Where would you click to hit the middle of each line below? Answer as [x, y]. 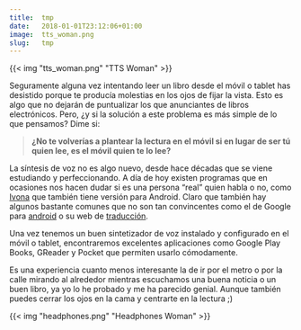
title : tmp [31, 18]
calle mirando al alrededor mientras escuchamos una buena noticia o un [143, 280]
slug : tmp [31, 43]
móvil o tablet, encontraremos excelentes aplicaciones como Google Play [145, 243]
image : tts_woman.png [52, 34]
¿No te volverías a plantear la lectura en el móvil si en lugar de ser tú [161, 141]
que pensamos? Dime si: [55, 124]
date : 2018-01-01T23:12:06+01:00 [76, 26]
